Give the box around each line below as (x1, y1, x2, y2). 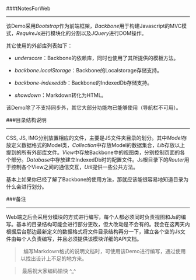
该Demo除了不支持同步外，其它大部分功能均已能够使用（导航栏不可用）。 (6, 104, 181, 111)
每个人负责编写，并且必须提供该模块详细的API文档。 (16, 236, 142, 242)
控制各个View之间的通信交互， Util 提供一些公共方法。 (10, 163, 139, 170)
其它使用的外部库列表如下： (6, 42, 73, 49)
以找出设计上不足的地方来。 (20, 255, 87, 262)
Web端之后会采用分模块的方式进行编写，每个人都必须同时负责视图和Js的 (6, 213, 181, 220)
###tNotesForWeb (6, 5, 51, 12)
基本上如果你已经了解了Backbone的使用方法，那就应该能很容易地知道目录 (6, 176, 184, 183)
